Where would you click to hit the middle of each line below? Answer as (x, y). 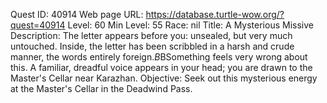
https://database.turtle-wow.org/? (215, 14)
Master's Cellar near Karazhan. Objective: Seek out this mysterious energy (164, 78)
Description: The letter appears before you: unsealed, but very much (151, 35)
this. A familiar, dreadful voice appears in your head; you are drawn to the (161, 67)
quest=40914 (38, 25)
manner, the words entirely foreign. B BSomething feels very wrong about (159, 57)
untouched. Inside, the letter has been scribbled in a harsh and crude (152, 46)
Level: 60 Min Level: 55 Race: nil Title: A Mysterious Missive (190, 25)
